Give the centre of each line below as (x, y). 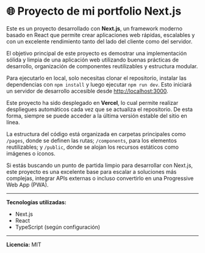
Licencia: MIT (24, 244)
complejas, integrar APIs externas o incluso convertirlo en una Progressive (100, 178)
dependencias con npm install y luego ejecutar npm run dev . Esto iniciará (99, 84)
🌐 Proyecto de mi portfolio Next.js (94, 11)
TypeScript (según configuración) (58, 227)
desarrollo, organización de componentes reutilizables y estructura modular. (102, 66)
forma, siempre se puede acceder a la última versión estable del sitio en (97, 116)
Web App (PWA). (27, 185)
